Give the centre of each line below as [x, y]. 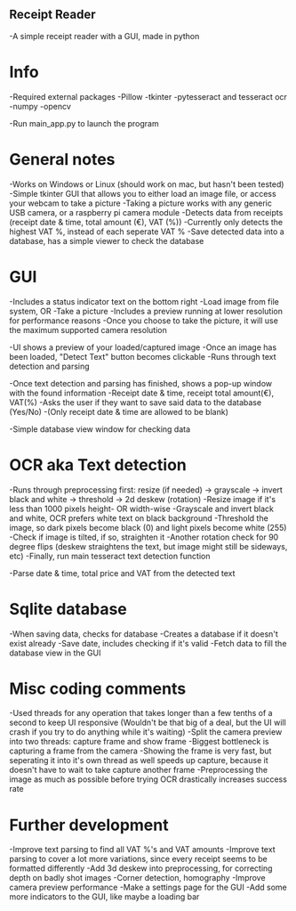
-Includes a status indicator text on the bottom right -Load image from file [144, 301]
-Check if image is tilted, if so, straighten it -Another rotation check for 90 [144, 537]
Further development [89, 825]
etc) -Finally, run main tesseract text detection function [110, 556]
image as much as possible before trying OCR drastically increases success [148, 779]
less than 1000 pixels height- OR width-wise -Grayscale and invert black [141, 508]
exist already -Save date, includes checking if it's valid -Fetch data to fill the [148, 643]
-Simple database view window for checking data [100, 429]
